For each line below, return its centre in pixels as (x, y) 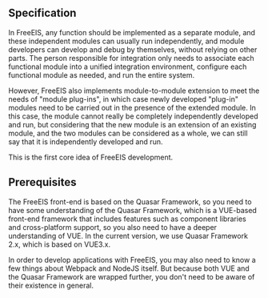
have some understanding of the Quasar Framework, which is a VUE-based (133, 210)
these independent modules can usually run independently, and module (126, 41)
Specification (42, 13)
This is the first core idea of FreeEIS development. (91, 157)
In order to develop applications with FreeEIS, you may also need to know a (132, 260)
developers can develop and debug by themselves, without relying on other (133, 49)
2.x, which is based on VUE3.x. (60, 244)
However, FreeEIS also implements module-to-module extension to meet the (134, 91)
